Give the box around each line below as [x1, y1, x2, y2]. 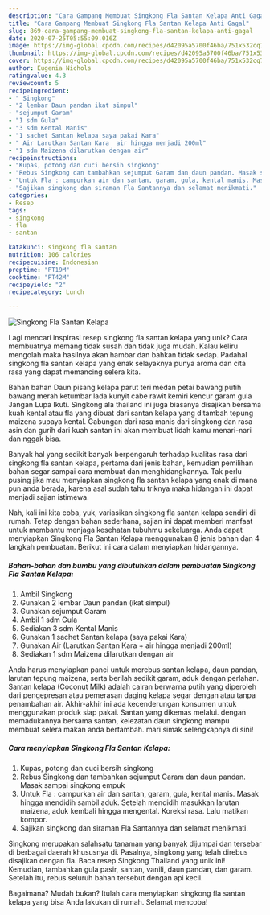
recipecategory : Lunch [8, 288, 84, 296]
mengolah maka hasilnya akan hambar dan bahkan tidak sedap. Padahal [8, 350, 247, 360]
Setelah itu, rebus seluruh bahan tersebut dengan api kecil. [8, 873, 203, 883]
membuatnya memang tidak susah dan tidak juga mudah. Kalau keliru [8, 341, 239, 351]
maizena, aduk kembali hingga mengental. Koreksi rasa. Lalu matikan [19, 806, 249, 816]
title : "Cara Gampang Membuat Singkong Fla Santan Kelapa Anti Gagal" [8, 19, 250, 27]
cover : [8, 57, 31, 65]
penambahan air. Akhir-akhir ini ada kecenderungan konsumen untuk [8, 699, 237, 709]
